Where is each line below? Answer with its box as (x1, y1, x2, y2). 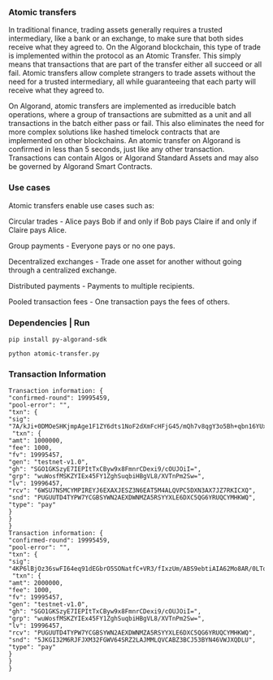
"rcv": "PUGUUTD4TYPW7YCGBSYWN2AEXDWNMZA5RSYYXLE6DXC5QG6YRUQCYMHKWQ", (8, 629, 256, 637)
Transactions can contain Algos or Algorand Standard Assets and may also (8, 153, 259, 163)
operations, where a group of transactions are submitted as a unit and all (8, 110, 252, 120)
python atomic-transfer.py (8, 349, 100, 358)
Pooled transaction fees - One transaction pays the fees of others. (8, 296, 230, 307)
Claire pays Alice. (8, 224, 67, 234)
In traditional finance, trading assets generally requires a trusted (8, 25, 223, 35)
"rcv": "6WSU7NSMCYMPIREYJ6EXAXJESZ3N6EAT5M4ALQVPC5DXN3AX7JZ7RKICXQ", (8, 486, 256, 495)
